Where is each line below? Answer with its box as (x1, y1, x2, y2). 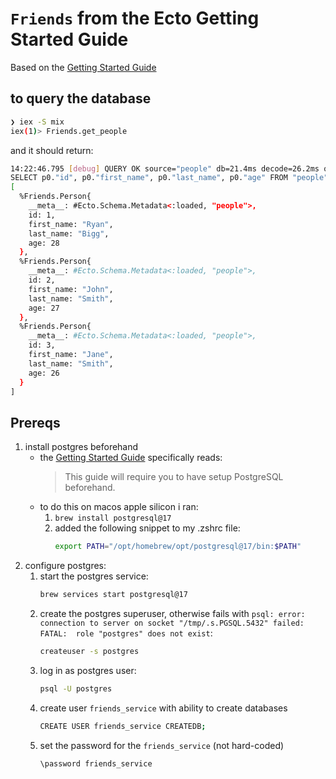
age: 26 (28, 368, 60, 378)
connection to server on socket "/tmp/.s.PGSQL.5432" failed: (39, 618, 305, 628)
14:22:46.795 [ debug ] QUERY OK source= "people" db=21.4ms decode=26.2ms (10, 163, 320, 174)
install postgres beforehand (24, 441, 139, 453)
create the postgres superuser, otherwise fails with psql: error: (39, 607, 306, 619)
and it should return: (10, 144, 94, 156)
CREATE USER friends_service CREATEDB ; (39, 721, 207, 731)
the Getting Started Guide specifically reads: (39, 452, 223, 464)
